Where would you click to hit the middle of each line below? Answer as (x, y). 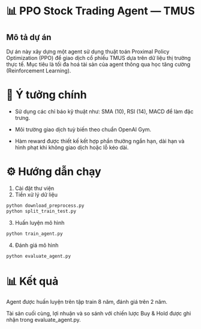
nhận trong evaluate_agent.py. (43, 320)
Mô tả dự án (29, 37)
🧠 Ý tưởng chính (46, 95)
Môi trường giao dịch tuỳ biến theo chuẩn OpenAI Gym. (83, 129)
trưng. (22, 117)
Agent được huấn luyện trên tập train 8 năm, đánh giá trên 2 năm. (87, 302)
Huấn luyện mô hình (40, 222)
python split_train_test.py (41, 211)
